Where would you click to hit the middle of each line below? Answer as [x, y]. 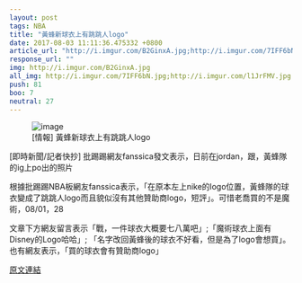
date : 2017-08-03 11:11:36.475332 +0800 [86, 43]
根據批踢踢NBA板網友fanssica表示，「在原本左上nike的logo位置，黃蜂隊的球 [149, 187]
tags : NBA [28, 26]
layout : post [34, 18]
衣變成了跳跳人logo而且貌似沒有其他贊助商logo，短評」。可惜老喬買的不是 [146, 198]
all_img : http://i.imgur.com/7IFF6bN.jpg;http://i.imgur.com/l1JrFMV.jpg [151, 76]
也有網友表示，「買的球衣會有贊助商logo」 [86, 251]
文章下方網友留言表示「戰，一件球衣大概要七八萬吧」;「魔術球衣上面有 [141, 228]
